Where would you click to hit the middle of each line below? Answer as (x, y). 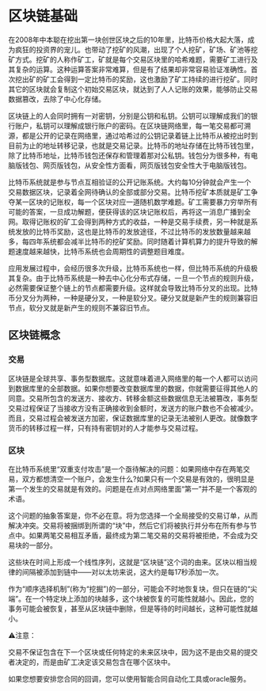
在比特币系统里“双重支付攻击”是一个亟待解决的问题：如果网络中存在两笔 (126, 469)
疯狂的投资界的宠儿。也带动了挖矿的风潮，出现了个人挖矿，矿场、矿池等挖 (136, 49)
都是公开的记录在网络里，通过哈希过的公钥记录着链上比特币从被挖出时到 (140, 135)
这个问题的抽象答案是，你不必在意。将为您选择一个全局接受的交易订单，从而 (133, 515)
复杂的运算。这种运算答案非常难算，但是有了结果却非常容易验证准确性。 (133, 69)
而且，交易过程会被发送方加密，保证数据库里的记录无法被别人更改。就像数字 (133, 418)
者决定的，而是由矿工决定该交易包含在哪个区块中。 (91, 662)
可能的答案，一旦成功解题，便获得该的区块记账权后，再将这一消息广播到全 (129, 211)
